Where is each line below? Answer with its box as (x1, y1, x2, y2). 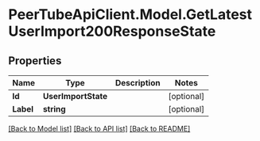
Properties (8, 54, 62, 67)
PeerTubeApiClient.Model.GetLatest (8, 6, 253, 24)
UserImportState (42, 91, 108, 101)
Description (114, 78, 161, 88)
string (42, 104, 66, 114)
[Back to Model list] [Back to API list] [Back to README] (8, 124, 191, 133)
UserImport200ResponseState (8, 22, 216, 40)
